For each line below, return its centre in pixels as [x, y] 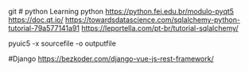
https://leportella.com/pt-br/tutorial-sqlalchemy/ [160, 28]
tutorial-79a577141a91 [44, 28]
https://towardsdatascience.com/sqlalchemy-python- [153, 20]
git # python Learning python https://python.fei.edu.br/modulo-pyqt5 [121, 11]
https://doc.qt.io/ [36, 20]
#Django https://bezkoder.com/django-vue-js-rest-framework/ [111, 59]
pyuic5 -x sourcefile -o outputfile [62, 43]
